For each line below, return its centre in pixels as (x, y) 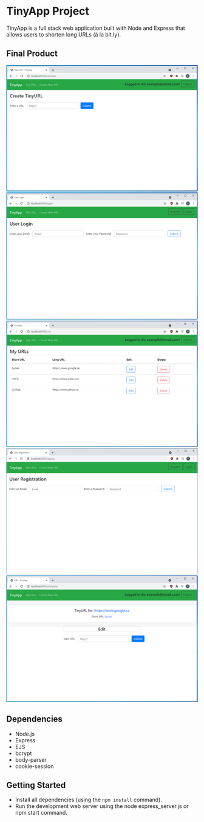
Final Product (32, 54)
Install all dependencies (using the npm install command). (89, 800)
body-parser (31, 759)
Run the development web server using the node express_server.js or (102, 806)
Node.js (25, 734)
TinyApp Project (48, 11)
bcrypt (23, 753)
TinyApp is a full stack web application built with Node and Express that (96, 28)
